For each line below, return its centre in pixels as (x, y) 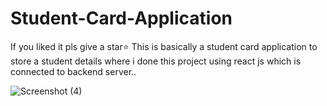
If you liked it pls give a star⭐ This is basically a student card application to (164, 46)
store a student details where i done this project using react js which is (156, 61)
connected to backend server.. (73, 71)
